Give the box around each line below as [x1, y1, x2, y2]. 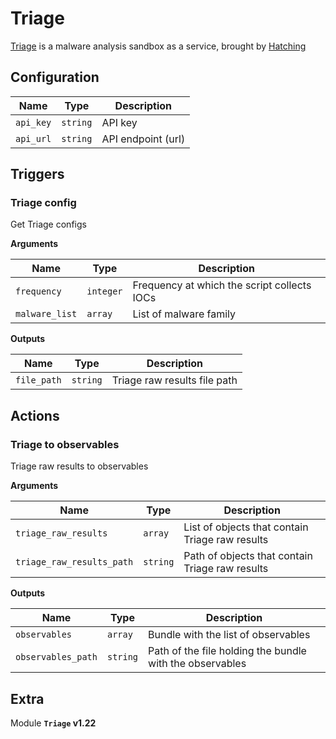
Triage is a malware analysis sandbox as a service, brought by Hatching [10, 40, 307, 52]
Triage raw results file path [111, 373, 238, 387]
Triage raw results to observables [10, 460, 149, 472]
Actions [10, 407, 60, 424]
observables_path [15, 652, 98, 663]
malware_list [15, 308, 78, 320]
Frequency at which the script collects [132, 278, 312, 292]
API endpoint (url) [101, 132, 186, 146]
